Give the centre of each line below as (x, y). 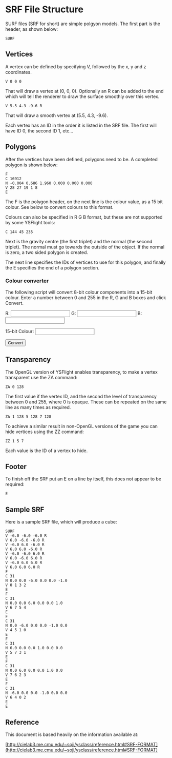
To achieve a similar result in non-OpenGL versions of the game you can (81, 426)
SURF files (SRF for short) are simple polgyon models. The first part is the (83, 24)
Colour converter (27, 281)
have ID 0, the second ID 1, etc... (39, 131)
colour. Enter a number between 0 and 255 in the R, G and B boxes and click (86, 297)
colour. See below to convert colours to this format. (59, 207)
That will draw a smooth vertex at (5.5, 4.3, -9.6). (57, 115)
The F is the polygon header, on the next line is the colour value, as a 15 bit (84, 202)
